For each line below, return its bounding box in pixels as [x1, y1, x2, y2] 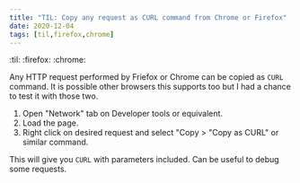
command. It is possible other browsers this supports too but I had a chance [9, 82, 292, 92]
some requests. [9, 163, 67, 175]
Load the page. [22, 118, 79, 128]
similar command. [22, 136, 89, 148]
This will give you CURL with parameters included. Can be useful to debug [9, 154, 280, 165]
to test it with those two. [9, 91, 99, 101]
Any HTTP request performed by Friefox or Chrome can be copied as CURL [9, 72, 284, 83]
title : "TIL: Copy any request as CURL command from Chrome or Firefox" [9, 13, 287, 22]
